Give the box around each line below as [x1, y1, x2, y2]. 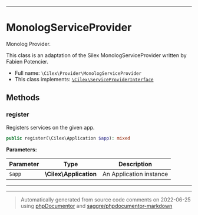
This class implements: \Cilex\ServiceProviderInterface [14, 75, 154, 82]
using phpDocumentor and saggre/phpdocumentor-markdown [20, 202, 173, 209]
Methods [6, 92, 40, 103]
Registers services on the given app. [6, 124, 95, 131]
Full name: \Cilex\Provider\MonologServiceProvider [14, 69, 142, 77]
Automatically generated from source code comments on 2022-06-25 [20, 196, 191, 203]
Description [118, 160, 152, 168]
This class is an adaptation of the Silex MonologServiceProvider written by [6, 51, 187, 59]
